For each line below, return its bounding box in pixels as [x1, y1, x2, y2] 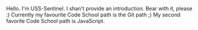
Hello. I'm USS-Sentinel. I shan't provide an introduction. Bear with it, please [6, 5, 193, 12]
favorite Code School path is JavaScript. [6, 18, 105, 24]
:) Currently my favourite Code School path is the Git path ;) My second [6, 11, 181, 18]
